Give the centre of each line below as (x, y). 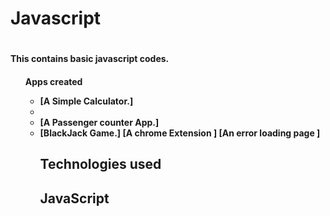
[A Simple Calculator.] (86, 101)
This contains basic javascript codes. (90, 59)
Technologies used (100, 164)
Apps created (53, 81)
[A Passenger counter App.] (99, 122)
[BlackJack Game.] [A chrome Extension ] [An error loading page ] (180, 133)
